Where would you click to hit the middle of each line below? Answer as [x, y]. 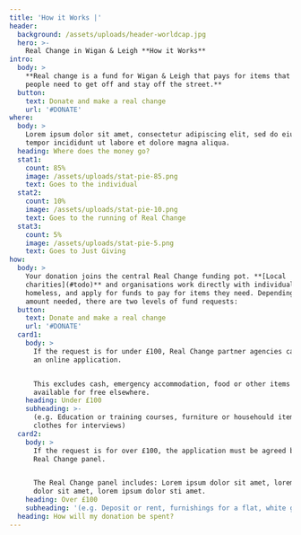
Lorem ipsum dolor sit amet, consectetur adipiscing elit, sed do [152, 135]
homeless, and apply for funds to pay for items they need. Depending [160, 293]
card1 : [30, 335]
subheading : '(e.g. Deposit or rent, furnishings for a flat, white [156, 508]
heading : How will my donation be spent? [96, 516]
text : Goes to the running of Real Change [106, 218]
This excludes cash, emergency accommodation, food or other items [162, 384]
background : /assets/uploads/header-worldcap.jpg [112, 34]
